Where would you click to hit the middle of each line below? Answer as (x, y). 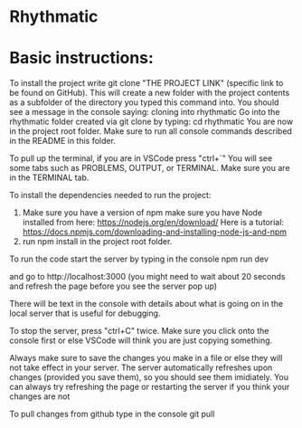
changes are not (40, 396)
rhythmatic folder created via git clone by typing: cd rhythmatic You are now (151, 122)
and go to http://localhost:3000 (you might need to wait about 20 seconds (147, 277)
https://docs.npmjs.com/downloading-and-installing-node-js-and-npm (155, 232)
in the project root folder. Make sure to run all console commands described (151, 131)
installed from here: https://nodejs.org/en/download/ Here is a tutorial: (153, 223)
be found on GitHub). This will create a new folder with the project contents (150, 93)
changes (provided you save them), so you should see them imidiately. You (149, 377)
